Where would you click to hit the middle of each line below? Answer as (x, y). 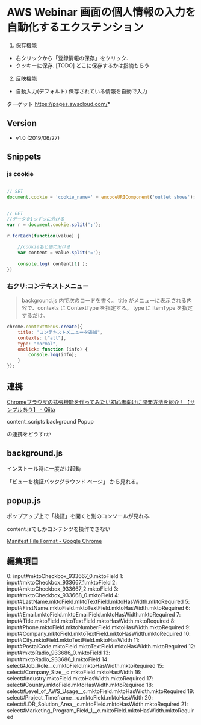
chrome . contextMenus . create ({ (45, 327)
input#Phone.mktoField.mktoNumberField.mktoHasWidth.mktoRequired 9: (99, 627)
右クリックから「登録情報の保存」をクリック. (72, 58)
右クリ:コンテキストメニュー (48, 286)
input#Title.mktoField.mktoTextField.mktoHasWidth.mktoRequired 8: (91, 621)
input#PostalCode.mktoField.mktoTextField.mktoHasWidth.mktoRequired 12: (101, 647)
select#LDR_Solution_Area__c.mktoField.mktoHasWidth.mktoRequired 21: (97, 704)
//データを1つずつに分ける (36, 219)
